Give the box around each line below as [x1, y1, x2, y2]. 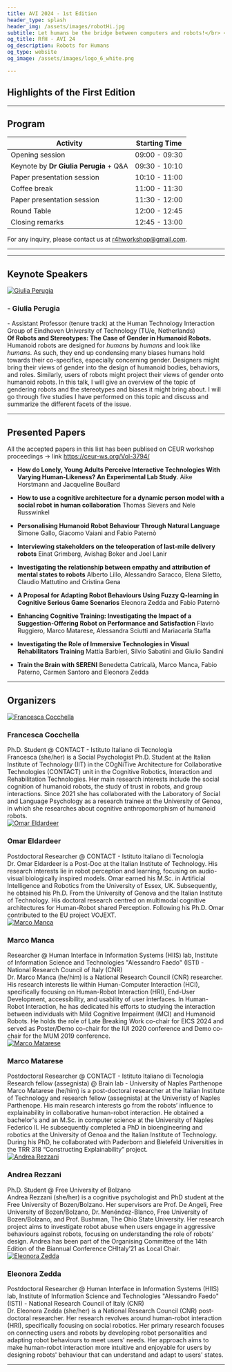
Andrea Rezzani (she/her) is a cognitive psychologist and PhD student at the [7, 1192, 224, 1201]
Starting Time [135, 139, 182, 148]
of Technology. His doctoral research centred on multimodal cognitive [7, 896, 206, 905]
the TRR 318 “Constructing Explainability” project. [7, 1146, 148, 1154]
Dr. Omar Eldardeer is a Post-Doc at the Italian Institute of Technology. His [7, 859, 218, 867]
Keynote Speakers [7, 268, 88, 280]
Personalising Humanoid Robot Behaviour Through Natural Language [17, 522, 220, 530]
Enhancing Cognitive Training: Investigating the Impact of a [17, 612, 192, 620]
